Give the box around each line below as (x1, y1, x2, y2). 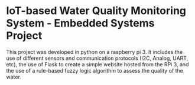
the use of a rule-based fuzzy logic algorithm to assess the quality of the (6, 67, 183, 74)
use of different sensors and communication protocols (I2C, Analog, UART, (6, 55, 188, 62)
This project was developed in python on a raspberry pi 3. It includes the (6, 48, 183, 55)
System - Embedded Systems (6, 16, 155, 30)
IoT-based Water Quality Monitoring (6, 4, 187, 18)
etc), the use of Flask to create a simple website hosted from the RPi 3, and (6, 60, 189, 68)
